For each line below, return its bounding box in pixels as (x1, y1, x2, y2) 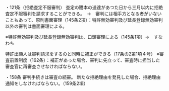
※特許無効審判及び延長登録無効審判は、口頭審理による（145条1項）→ (5, 34, 150, 40)
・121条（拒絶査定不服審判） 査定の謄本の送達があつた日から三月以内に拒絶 (5, 5, 163, 10)
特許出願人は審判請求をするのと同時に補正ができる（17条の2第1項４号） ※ (5, 51, 160, 57)
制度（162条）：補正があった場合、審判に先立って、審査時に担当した (18, 57, 160, 63)
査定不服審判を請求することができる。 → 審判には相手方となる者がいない (5, 11, 162, 17)
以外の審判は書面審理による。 (5, 23, 67, 29)
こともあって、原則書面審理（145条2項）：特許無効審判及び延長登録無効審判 (5, 17, 163, 23)
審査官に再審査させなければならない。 (5, 63, 85, 69)
